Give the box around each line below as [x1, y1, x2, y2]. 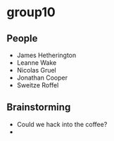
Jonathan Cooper [16, 73, 68, 82]
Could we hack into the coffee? [16, 120, 108, 128]
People [6, 32, 38, 44]
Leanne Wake [16, 59, 57, 67]
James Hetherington [16, 51, 77, 59]
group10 [6, 4, 56, 20]
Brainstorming [6, 102, 71, 114]
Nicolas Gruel [16, 66, 57, 74]
